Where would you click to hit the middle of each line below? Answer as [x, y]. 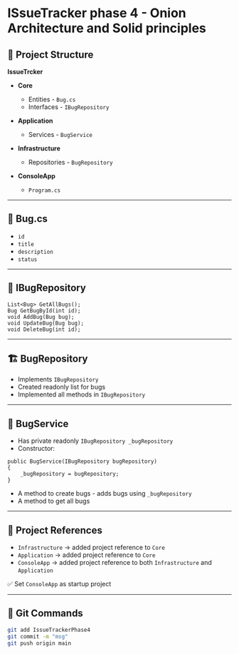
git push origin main [39, 643]
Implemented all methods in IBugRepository [81, 394]
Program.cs [44, 190]
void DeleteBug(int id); [44, 329]
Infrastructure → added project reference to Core [91, 548]
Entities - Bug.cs [52, 99]
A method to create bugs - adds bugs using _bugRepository [105, 494]
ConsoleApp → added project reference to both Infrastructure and [115, 563]
